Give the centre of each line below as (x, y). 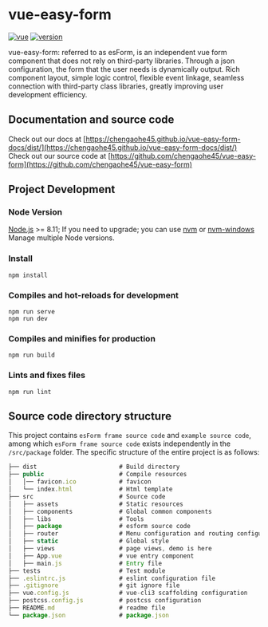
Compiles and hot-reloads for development (94, 295)
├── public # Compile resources (98, 475)
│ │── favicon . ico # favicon (80, 482)
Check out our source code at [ (60, 156)
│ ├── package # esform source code (100, 526)
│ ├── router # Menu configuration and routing (121, 534)
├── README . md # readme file (87, 608)
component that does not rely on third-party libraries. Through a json (122, 61)
